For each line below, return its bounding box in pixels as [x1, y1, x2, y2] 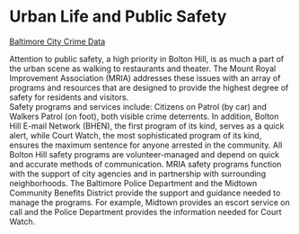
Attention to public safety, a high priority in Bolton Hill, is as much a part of [9, 53, 285, 64]
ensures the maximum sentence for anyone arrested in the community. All [9, 139, 283, 150]
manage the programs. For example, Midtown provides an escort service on [9, 196, 290, 208]
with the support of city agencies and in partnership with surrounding [9, 168, 267, 179]
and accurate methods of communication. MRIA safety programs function [9, 158, 282, 169]
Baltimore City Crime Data [9, 36, 106, 47]
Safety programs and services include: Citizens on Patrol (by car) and [9, 101, 268, 112]
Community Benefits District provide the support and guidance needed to [9, 187, 281, 198]
